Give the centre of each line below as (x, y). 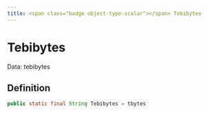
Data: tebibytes (29, 67)
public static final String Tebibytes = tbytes (77, 104)
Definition (29, 88)
